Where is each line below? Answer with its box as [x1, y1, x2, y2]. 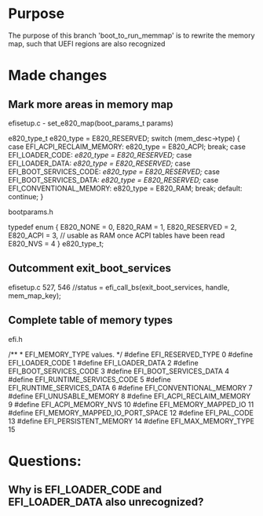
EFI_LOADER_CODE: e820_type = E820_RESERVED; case [8, 150, 192, 159]
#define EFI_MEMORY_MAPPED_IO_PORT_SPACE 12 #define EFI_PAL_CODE [8, 408, 254, 417]
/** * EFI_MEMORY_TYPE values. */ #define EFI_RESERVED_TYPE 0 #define [8, 350, 254, 359]
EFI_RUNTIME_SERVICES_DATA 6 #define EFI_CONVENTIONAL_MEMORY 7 [8, 383, 253, 392]
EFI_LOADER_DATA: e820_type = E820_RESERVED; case [8, 158, 191, 168]
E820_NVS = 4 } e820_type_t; [8, 238, 104, 248]
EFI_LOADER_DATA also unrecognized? [8, 496, 204, 509]
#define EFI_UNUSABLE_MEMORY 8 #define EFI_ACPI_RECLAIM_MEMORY [8, 391, 251, 401]
